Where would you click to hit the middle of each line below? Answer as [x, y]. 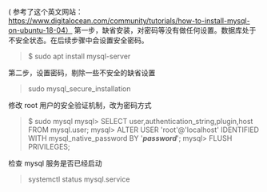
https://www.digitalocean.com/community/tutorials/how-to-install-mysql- [129, 21]
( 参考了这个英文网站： [46, 12]
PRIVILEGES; [49, 147]
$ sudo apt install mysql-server [79, 56]
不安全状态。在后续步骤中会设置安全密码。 [78, 40]
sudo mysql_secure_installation [79, 89]
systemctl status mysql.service [79, 179]
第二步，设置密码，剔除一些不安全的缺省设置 [82, 73]
